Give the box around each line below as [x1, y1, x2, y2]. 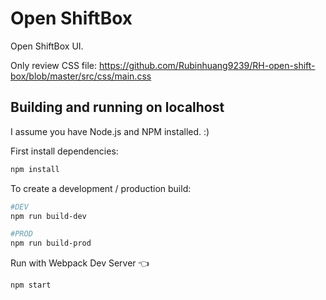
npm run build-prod [10, 238, 92, 249]
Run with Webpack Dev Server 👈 [10, 257, 150, 269]
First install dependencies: [10, 145, 119, 157]
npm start [10, 280, 52, 291]
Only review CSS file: [10, 59, 98, 71]
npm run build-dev [10, 211, 87, 221]
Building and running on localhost [10, 99, 225, 116]
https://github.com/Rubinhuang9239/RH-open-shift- [98, 59, 316, 71]
